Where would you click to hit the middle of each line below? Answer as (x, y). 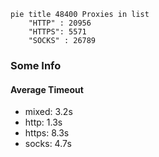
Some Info (36, 65)
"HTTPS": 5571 (57, 32)
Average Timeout (47, 89)
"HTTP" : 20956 (60, 23)
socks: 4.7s (48, 144)
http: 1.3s (43, 122)
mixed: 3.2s (48, 112)
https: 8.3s (47, 133)
